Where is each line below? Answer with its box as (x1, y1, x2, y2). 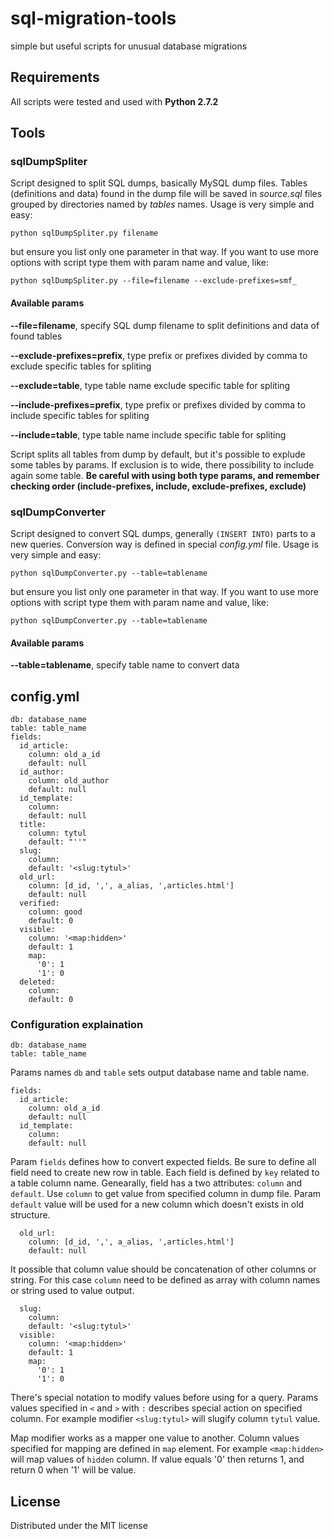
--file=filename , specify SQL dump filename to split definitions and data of (10, 319, 320, 331)
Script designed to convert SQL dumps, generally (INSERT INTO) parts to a (10, 527, 316, 539)
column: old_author (28, 775, 110, 786)
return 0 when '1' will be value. (10, 1464, 137, 1476)
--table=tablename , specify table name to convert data (10, 659, 240, 671)
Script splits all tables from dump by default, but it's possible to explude (10, 448, 306, 460)
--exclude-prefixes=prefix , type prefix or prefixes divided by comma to (10, 349, 308, 361)
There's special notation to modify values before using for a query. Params (10, 1392, 319, 1404)
